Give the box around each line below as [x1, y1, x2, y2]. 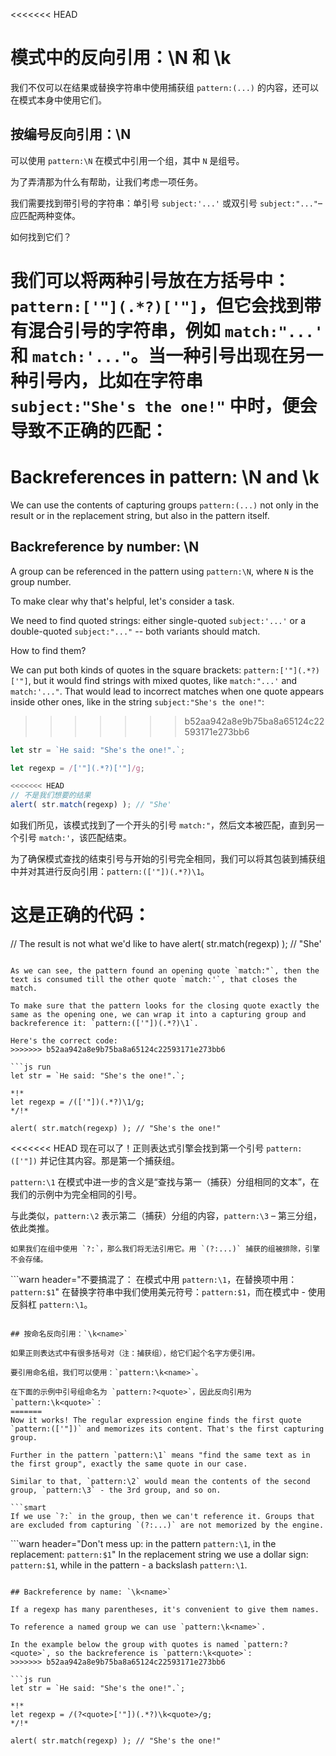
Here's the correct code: [10, 1036, 118, 1046]
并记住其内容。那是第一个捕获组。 [39, 1155, 180, 1166]
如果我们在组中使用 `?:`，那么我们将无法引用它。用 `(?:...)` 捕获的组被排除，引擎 [10, 1244, 321, 1254]
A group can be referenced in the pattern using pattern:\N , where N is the [10, 565, 314, 577]
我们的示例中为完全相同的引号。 [10, 1189, 142, 1200]
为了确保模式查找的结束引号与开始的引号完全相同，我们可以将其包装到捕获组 [10, 853, 326, 865]
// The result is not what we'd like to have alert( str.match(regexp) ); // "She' [10, 938, 322, 949]
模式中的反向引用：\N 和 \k [10, 47, 232, 69]
